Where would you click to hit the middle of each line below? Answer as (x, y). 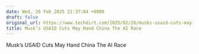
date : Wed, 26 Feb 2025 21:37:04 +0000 (55, 12)
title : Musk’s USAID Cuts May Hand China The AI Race (74, 28)
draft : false (22, 17)
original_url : (24, 23)
